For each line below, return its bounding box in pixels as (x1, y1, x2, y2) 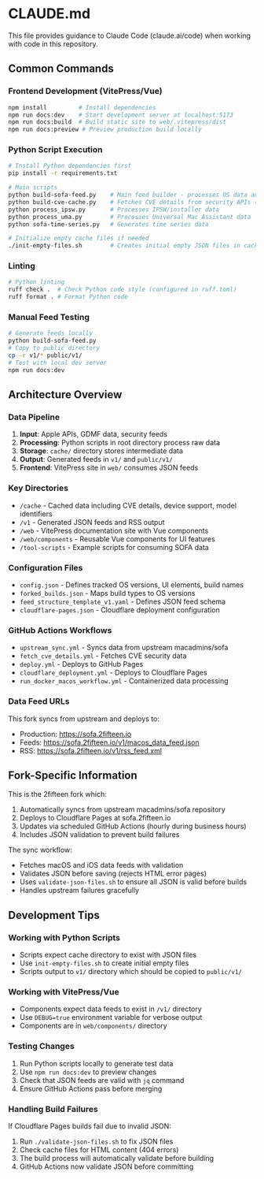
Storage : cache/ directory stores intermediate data (19, 446, 183, 456)
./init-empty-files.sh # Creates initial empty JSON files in (8, 242, 241, 250)
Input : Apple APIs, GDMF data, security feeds (19, 430, 167, 439)
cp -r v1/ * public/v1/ (8, 351, 82, 359)
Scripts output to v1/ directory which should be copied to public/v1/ (19, 967, 242, 976)
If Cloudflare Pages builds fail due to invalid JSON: (8, 1121, 171, 1131)
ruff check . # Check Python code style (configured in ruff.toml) (8, 285, 237, 294)
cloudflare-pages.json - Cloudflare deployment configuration (19, 604, 220, 615)
